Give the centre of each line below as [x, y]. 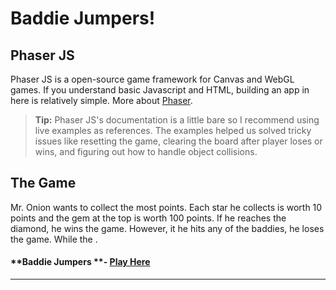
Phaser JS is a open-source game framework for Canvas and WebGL [152, 79]
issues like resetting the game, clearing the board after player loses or [178, 141]
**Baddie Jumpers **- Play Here [80, 262]
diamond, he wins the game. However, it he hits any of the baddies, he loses [167, 228]
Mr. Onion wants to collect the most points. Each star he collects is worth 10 [166, 207]
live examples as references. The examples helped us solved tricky [173, 130]
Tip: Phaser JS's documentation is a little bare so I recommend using [177, 120]
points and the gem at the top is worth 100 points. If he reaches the [148, 218]
